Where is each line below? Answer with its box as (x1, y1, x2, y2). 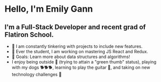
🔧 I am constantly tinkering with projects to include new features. (11, 43, 143, 49)
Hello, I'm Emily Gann (4, 3, 93, 15)
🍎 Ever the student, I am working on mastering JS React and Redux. (11, 49, 148, 54)
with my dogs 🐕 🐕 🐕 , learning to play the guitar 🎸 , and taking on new (11, 64, 150, 70)
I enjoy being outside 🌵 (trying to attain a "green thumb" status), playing (11, 59, 157, 64)
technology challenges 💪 (11, 72, 62, 77)
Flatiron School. (4, 30, 54, 39)
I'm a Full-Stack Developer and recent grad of (4, 23, 146, 31)
